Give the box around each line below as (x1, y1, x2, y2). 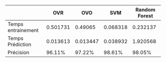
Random (135, 6, 156, 13)
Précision (7, 49, 30, 56)
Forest (137, 12, 153, 19)
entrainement (7, 27, 39, 33)
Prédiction (7, 41, 32, 48)
